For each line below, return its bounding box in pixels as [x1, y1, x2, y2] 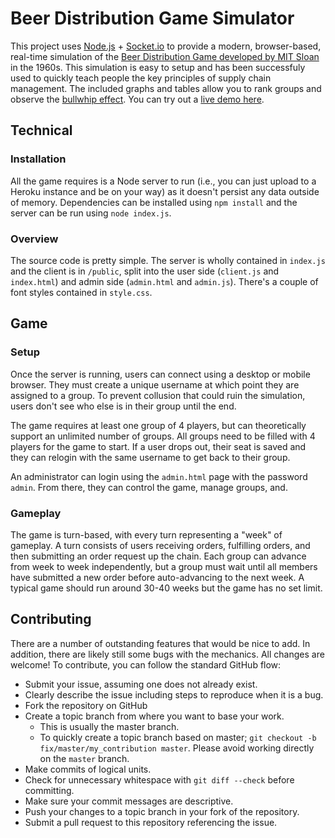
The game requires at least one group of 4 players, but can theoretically [10, 419, 307, 431]
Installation [10, 152, 67, 166]
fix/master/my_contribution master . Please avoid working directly [39, 742, 315, 754]
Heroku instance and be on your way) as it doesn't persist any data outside [10, 185, 320, 197]
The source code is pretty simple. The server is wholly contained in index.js [10, 254, 326, 266]
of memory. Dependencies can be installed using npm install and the [10, 196, 298, 208]
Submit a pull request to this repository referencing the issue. [24, 816, 278, 828]
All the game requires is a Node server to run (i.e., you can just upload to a [10, 175, 317, 187]
